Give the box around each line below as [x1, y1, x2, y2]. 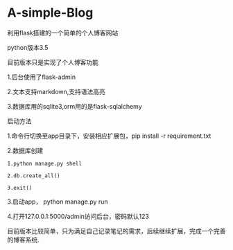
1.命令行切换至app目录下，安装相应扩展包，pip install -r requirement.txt [7, 132, 212, 140]
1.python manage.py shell [7, 160, 82, 167]
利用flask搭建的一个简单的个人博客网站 [7, 28, 119, 37]
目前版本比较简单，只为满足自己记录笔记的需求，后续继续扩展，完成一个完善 [7, 226, 226, 235]
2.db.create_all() [7, 172, 60, 179]
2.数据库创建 [7, 146, 44, 154]
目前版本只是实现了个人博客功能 [7, 57, 98, 66]
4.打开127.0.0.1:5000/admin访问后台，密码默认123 [7, 212, 149, 220]
